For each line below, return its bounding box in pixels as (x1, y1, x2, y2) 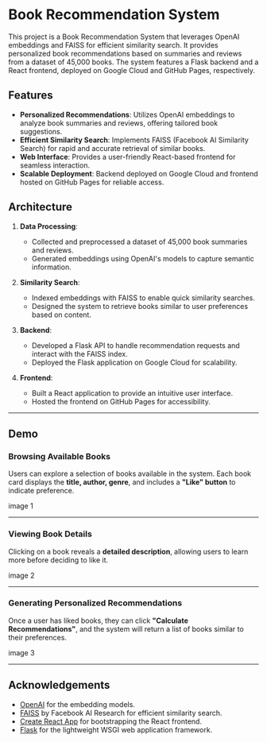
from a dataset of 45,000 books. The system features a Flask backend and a (8, 57, 259, 67)
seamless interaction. (19, 160, 90, 170)
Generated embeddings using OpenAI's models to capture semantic (31, 253, 254, 263)
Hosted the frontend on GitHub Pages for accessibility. (31, 396, 211, 406)
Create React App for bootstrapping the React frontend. (19, 717, 203, 726)
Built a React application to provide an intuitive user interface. (31, 388, 234, 398)
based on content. (31, 310, 91, 319)
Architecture (8, 200, 73, 214)
